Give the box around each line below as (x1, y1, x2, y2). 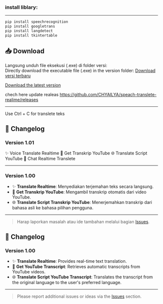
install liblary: (5, 4, 38, 11)
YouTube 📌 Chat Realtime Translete (5, 156, 76, 162)
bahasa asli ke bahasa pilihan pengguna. (12, 204, 94, 210)
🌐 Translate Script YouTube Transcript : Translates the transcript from (12, 274, 153, 280)
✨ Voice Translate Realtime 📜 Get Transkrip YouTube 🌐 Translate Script (5, 150, 147, 156)
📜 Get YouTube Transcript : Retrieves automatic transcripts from (12, 264, 141, 270)
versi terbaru (5, 72, 31, 79)
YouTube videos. (12, 269, 46, 275)
